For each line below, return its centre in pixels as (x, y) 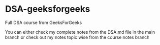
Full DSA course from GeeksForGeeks (44, 22)
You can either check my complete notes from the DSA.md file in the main (80, 32)
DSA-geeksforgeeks (48, 9)
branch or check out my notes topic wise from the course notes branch (77, 37)
